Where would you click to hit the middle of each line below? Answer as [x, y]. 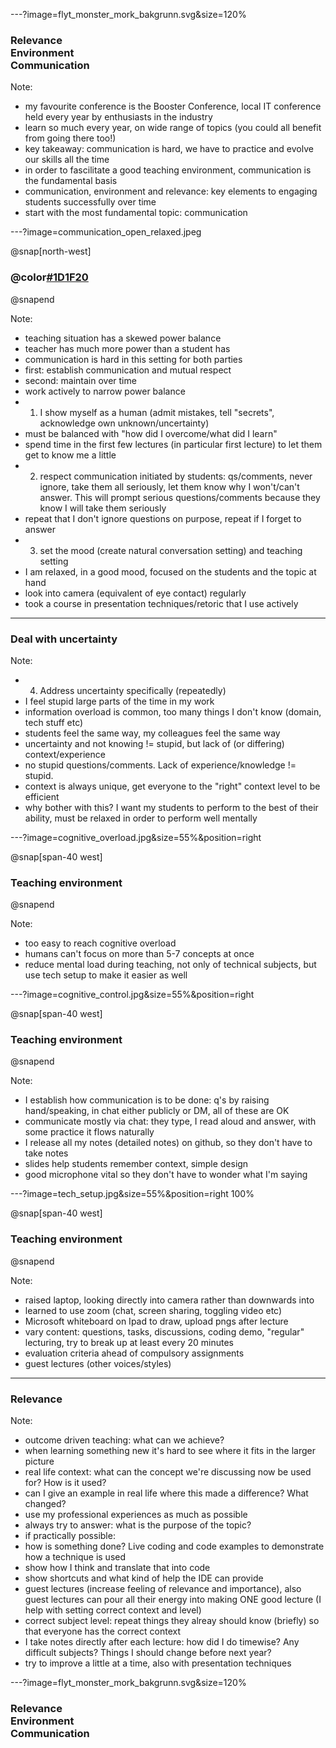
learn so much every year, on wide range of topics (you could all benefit [173, 128]
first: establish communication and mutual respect [128, 370]
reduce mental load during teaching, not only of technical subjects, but [170, 965]
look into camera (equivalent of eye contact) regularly [135, 593]
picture [39, 1461]
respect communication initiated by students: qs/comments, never [176, 476]
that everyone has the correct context [103, 1631]
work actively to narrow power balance [105, 391]
